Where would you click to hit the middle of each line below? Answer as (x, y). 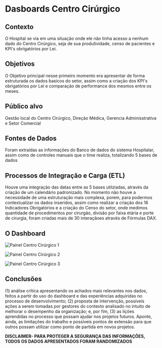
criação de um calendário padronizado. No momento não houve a (71, 192)
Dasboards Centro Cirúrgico (63, 9)
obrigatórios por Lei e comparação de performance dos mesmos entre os (78, 86)
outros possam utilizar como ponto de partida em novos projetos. (70, 327)
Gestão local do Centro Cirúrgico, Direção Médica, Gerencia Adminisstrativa (81, 118)
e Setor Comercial (23, 123)
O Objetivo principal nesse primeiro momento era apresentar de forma (75, 76)
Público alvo (24, 106)
